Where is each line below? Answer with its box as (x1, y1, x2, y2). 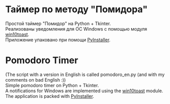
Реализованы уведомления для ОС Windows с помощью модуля (5, 25, 147, 32)
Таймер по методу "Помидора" (5, 4, 148, 15)
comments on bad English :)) (5, 76, 66, 83)
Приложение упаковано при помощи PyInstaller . (5, 37, 111, 43)
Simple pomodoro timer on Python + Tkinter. (5, 82, 99, 88)
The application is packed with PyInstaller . (5, 93, 94, 99)
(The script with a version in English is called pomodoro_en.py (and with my (5, 71, 165, 77)
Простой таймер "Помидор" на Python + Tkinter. (5, 20, 111, 27)
